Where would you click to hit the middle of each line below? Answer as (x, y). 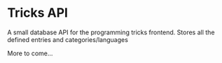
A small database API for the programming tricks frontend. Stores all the (111, 32)
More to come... (30, 53)
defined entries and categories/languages (68, 39)
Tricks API (38, 13)
